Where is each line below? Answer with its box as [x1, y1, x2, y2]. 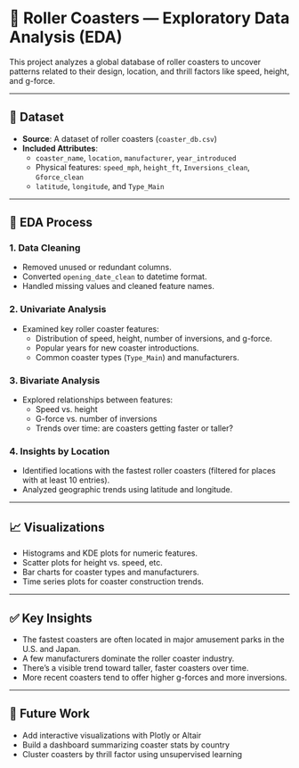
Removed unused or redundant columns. [21, 262, 172, 273]
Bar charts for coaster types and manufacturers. [21, 566, 200, 578]
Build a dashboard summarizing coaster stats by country [21, 739, 230, 750]
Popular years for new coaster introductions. [35, 343, 199, 353]
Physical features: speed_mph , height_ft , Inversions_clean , [35, 161, 251, 172]
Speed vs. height [35, 404, 98, 415]
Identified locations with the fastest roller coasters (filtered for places [21, 466, 276, 476]
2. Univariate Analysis [9, 303, 107, 316]
